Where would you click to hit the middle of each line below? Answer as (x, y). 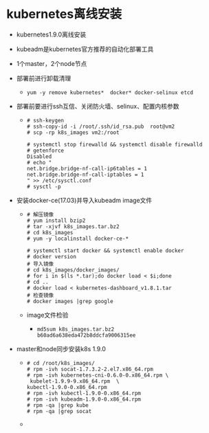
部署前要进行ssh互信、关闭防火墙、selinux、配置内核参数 (98, 106)
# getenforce (45, 151)
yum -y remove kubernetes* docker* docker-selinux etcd (110, 92)
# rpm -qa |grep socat (59, 411)
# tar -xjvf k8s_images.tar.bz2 (73, 226)
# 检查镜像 (40, 295)
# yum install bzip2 (56, 221)
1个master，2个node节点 (52, 63)
